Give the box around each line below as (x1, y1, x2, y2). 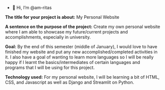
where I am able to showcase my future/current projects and (5, 29, 128, 34)
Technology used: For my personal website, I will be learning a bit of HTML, (5, 74, 160, 80)
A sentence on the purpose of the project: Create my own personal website (5, 24, 161, 30)
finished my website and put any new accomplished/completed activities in (5, 49, 158, 55)
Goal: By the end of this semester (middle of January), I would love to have (5, 44, 158, 49)
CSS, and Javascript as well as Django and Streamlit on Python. (5, 79, 134, 85)
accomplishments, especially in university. (5, 34, 91, 40)
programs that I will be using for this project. (5, 64, 95, 70)
